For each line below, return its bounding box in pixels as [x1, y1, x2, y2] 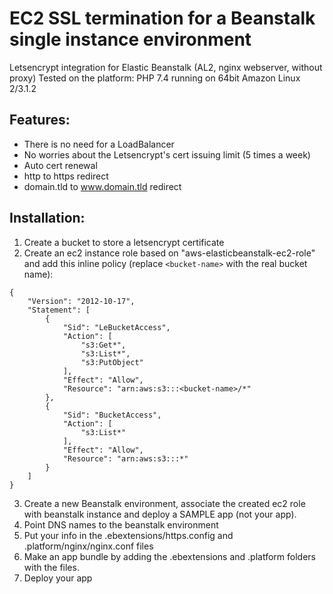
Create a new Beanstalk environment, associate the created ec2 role [23, 497, 306, 509]
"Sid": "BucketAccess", [62, 410, 162, 420]
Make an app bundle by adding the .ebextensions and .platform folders [23, 550, 316, 562]
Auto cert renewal [23, 159, 98, 171]
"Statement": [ [27, 305, 91, 315]
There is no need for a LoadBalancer [23, 138, 175, 150]
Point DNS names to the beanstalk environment [23, 518, 219, 531]
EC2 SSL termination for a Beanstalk [9, 7, 316, 30]
